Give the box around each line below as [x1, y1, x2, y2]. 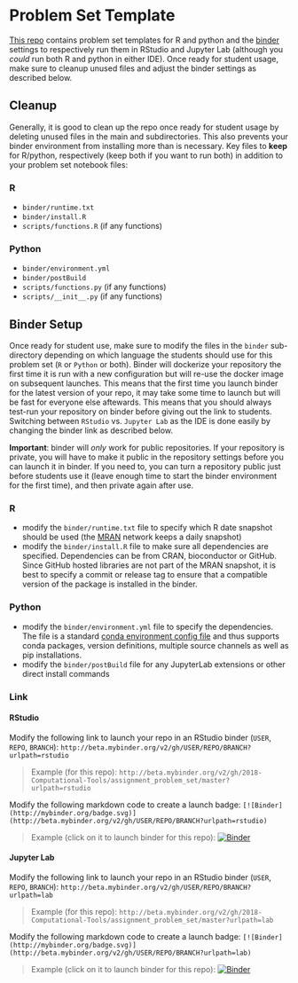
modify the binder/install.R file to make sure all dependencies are [21, 541, 269, 552]
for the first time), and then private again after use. [9, 480, 193, 491]
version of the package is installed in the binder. [21, 578, 198, 590]
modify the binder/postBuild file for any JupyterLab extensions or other [21, 658, 286, 670]
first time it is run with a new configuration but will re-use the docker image [9, 369, 284, 380]
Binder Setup [9, 317, 83, 332]
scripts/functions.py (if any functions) [21, 281, 167, 293]
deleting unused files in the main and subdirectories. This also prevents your [9, 130, 288, 142]
